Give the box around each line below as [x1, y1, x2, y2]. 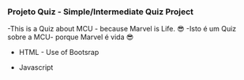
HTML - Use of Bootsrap [18, 48, 99, 57]
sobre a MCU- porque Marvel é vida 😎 [7, 32, 134, 42]
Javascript [18, 63, 54, 72]
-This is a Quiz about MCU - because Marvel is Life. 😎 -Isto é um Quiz [7, 24, 237, 34]
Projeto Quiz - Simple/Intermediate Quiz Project [7, 6, 194, 17]
